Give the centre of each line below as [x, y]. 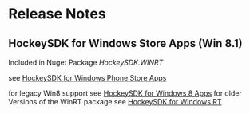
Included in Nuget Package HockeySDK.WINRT [86, 62]
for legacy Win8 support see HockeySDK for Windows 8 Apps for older [125, 93]
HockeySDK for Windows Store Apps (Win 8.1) [125, 43]
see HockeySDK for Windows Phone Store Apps [87, 78]
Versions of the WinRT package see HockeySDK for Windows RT [115, 102]
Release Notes [57, 14]
